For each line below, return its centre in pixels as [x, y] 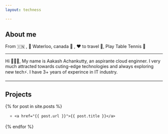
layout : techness [23, 10]
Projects [18, 94]
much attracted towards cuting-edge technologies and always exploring [79, 66]
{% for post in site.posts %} [34, 106]
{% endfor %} [19, 127]
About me [21, 35]
